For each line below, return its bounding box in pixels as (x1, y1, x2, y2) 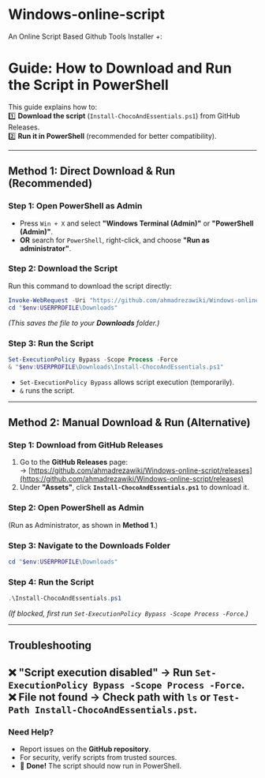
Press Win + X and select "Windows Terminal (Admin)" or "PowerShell (19, 219, 254, 228)
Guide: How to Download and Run (8, 59, 233, 77)
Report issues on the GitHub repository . (19, 744, 151, 754)
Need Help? (8, 726, 54, 737)
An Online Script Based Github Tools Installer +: (8, 32, 163, 41)
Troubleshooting (8, 639, 92, 653)
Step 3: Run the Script (8, 338, 95, 349)
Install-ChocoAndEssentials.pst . (34, 702, 198, 716)
